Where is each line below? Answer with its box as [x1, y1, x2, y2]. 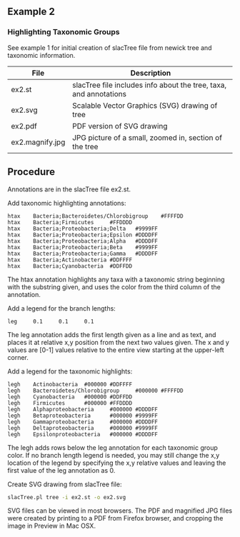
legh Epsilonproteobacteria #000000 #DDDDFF [7, 431, 159, 438]
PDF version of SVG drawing [72, 121, 168, 131]
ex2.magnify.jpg [11, 137, 66, 147]
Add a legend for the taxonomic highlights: [7, 367, 133, 376]
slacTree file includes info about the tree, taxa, [72, 80, 227, 90]
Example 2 [7, 6, 55, 18]
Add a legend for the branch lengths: [7, 303, 116, 313]
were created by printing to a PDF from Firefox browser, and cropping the [7, 514, 224, 523]
